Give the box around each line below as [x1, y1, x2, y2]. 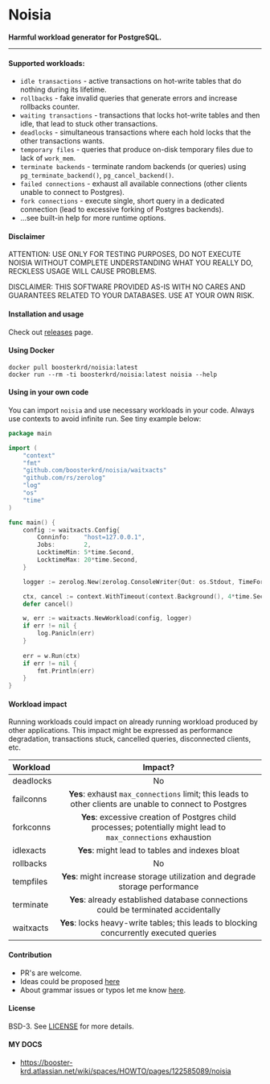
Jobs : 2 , [37, 541, 92, 549]
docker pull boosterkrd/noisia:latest [8, 363, 138, 371]
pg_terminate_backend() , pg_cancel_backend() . [19, 171, 174, 180]
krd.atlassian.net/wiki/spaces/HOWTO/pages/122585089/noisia [19, 1066, 231, 1076]
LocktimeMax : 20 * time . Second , [37, 556, 138, 565]
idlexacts [12, 845, 47, 856]
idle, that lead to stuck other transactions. [19, 119, 158, 129]
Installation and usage [8, 308, 84, 319]
